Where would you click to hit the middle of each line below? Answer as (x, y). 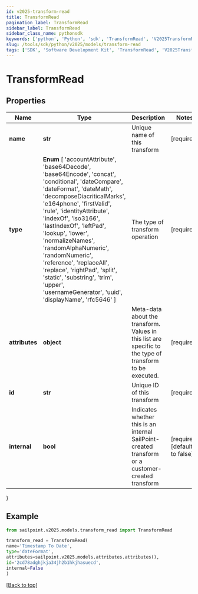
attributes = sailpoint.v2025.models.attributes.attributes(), (83, 557)
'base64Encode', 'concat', (80, 174)
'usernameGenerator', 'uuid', (83, 292)
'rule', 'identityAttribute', (77, 211)
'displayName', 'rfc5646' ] (80, 299)
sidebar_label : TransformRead (43, 28)
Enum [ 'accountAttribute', (80, 159)
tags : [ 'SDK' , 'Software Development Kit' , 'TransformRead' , (83, 50)
